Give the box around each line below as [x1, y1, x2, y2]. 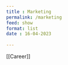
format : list [6, 25, 38, 32]
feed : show [6, 20, 33, 26]
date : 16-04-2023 [6, 31, 51, 37]
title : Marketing [6, 8, 51, 15]
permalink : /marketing [6, 14, 62, 20]
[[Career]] [6, 53, 31, 60]
